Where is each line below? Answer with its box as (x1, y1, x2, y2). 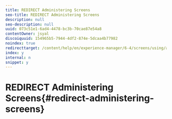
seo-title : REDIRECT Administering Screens (5, 12, 100, 17)
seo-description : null (5, 21, 54, 27)
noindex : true (5, 41, 36, 46)
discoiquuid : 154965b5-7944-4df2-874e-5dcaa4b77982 (5, 36, 118, 41)
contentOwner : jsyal (5, 31, 50, 36)
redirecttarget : (5, 45, 40, 51)
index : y (5, 50, 24, 55)
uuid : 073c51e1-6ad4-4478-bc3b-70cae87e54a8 (5, 27, 102, 32)
